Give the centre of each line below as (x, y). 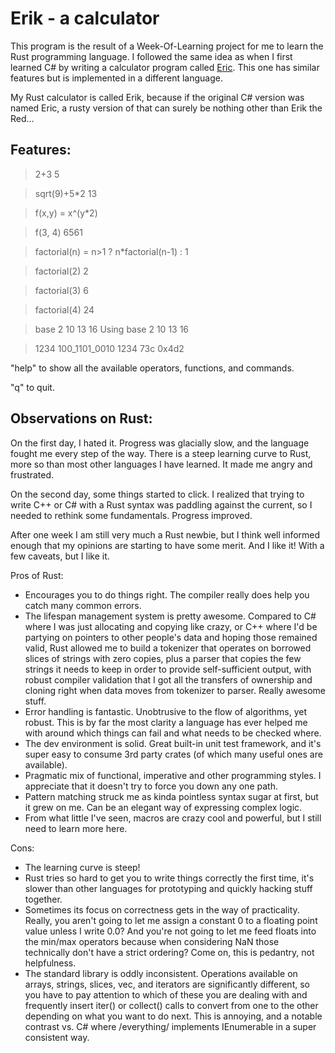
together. (43, 899)
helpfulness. (50, 963)
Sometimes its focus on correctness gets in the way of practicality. (162, 909)
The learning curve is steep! (82, 867)
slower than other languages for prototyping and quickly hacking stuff (168, 888)
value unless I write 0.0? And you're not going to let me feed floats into (170, 931)
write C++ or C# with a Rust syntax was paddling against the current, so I (161, 504)
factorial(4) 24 (64, 309)
